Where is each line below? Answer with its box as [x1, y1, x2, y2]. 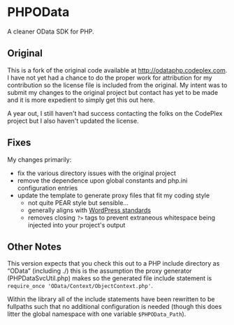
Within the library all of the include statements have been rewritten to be [7, 295, 215, 303]
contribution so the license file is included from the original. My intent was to [7, 81, 228, 89]
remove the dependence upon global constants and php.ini [17, 176, 188, 185]
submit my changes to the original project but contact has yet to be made [7, 88, 219, 96]
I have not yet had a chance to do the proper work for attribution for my [7, 73, 212, 82]
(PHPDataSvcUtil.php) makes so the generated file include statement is [7, 274, 212, 282]
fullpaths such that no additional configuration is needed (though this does [7, 303, 222, 311]
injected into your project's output [27, 220, 126, 229]
